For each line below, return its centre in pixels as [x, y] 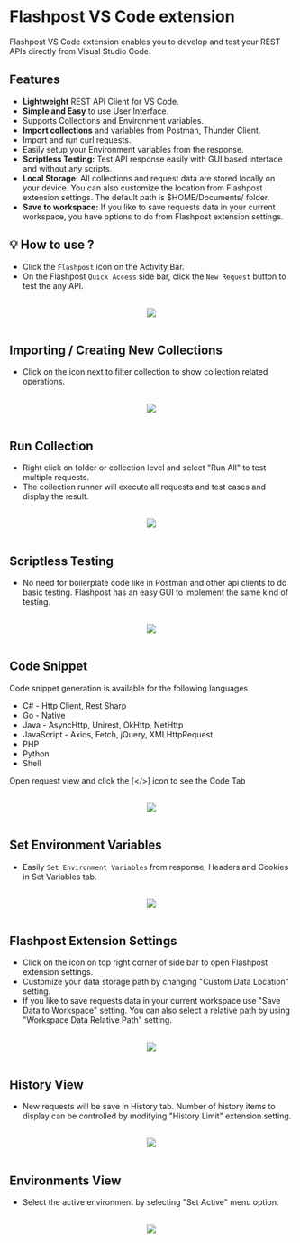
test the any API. [53, 285]
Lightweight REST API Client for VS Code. [100, 101]
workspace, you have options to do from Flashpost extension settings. [153, 216]
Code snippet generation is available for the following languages [129, 688]
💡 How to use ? [52, 245]
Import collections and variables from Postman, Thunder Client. [141, 130]
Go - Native [44, 715]
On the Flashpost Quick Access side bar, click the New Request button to [154, 276]
